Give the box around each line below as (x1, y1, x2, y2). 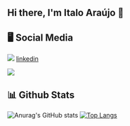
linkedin (15, 55, 39, 63)
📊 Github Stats (7, 89, 75, 101)
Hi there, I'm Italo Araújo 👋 (7, 7, 124, 19)
